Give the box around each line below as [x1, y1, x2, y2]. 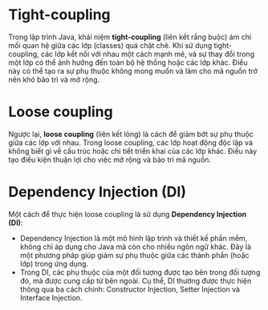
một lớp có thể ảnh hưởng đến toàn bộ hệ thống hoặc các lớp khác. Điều [8, 58, 248, 67]
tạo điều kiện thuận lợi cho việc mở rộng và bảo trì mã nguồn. [8, 155, 211, 164]
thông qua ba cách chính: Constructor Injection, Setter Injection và [19, 284, 241, 294]
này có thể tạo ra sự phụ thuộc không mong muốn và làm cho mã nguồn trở [8, 66, 258, 75]
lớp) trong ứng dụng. [19, 259, 89, 268]
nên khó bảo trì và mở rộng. [8, 74, 100, 84]
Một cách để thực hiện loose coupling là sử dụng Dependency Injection [8, 209, 247, 219]
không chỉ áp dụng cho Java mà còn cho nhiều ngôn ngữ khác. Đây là [19, 242, 251, 252]
